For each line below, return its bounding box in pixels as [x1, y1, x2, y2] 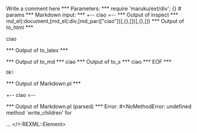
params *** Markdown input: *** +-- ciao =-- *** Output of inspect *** [6, 11, 179, 18]
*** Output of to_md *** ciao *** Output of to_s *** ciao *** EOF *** [6, 59, 172, 65]
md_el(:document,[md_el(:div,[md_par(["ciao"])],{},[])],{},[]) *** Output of [6, 18, 185, 24]
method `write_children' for [6, 109, 72, 116]
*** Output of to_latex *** [6, 47, 68, 54]
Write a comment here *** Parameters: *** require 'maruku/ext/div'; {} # [6, 5, 182, 12]
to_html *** [6, 24, 34, 31]
